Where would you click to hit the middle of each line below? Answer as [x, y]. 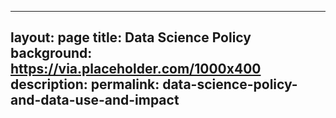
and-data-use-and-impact [95, 100]
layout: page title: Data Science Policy [131, 37]
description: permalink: [85, 84]
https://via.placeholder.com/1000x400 [136, 69]
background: [51, 53]
